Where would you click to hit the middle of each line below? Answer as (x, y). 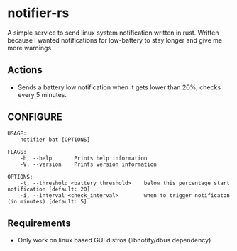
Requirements (39, 223)
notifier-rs (38, 13)
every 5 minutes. (42, 94)
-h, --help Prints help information (84, 158)
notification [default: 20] (49, 189)
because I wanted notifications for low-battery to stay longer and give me (115, 40)
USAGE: (17, 133)
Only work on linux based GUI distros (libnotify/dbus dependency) (114, 240)
